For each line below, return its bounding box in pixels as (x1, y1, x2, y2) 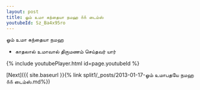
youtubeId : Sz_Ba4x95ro (6, 20, 66, 26)
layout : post (6, 8, 39, 15)
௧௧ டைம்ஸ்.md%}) (6, 78, 50, 85)
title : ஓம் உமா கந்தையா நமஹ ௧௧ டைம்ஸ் (6, 14, 104, 20)
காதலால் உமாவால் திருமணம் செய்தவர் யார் (14, 48, 116, 55)
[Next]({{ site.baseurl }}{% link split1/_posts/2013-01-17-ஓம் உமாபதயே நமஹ (6, 72, 194, 79)
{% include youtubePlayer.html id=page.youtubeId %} (6, 60, 140, 67)
